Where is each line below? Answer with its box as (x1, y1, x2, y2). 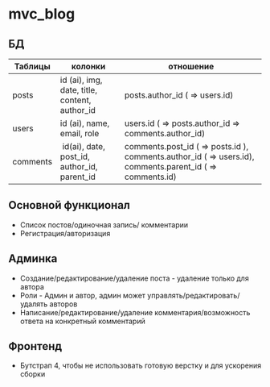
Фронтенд (8, 339, 63, 353)
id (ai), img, (59, 74, 103, 85)
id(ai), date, (62, 141, 106, 152)
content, (59, 94, 92, 106)
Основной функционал (8, 198, 131, 212)
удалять (19, 299, 48, 309)
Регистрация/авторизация (19, 228, 111, 238)
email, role (59, 128, 100, 139)
